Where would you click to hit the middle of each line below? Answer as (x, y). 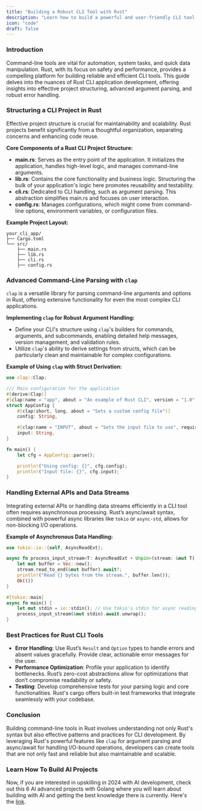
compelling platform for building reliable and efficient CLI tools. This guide (98, 75)
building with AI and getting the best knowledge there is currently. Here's (97, 795)
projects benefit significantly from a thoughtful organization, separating (95, 129)
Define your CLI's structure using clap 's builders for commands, (94, 329)
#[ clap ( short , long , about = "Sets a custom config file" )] (94, 411)
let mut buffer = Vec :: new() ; (55, 564)
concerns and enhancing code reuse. (53, 136)
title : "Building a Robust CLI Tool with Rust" (67, 12)
